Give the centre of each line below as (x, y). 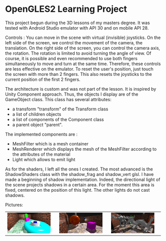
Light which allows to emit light (44, 159)
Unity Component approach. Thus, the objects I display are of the (72, 94)
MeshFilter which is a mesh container (50, 143)
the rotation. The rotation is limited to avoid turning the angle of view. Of (78, 53)
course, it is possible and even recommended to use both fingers (71, 58)
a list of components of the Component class (58, 119)
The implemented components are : (41, 134)
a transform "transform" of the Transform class (60, 109)
